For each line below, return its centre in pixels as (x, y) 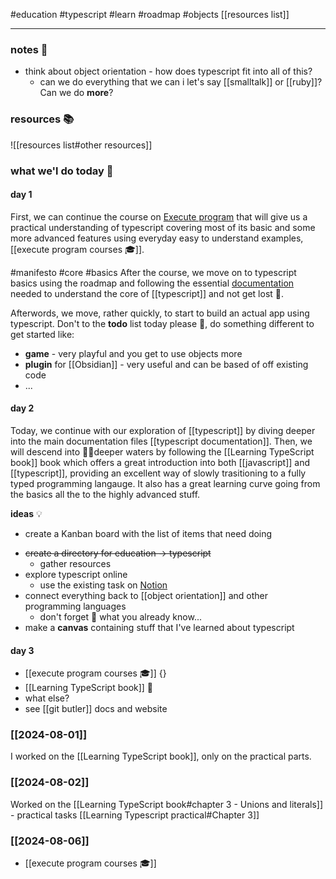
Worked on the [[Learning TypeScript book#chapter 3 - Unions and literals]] (167, 804)
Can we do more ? (76, 93)
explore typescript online (76, 574)
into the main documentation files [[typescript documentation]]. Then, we (161, 441)
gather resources (75, 563)
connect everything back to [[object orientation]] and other (146, 595)
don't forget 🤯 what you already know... (120, 616)
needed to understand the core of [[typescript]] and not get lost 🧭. (147, 293)
